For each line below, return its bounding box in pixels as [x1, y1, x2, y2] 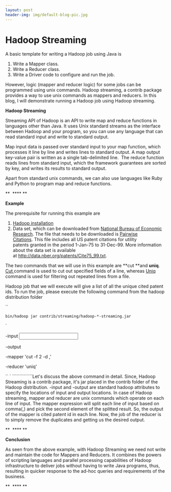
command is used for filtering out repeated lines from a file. [5, 273, 130, 279]
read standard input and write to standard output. [5, 134, 109, 140]
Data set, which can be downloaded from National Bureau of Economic [12, 225, 162, 232]
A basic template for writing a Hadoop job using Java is [5, 51, 121, 57]
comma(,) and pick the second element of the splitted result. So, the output [5, 406, 163, 412]
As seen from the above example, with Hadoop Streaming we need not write [5, 447, 166, 453]
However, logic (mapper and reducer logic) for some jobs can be [5, 82, 141, 88]
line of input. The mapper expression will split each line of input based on [5, 401, 160, 407]
